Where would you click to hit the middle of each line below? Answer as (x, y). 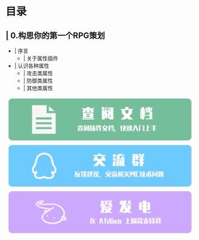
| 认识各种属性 (32, 66)
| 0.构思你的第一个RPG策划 (55, 35)
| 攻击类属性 (38, 73)
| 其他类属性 (38, 88)
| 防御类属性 (38, 81)
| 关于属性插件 (41, 58)
